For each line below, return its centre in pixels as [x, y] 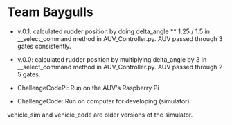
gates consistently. [44, 46]
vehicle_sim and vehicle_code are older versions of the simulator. [100, 115]
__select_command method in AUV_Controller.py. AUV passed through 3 [120, 38]
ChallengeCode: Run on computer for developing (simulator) [103, 101]
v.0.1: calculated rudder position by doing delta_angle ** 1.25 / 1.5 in [113, 31]
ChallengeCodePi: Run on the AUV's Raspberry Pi [88, 87]
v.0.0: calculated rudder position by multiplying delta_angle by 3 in [112, 59]
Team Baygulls [50, 12]
